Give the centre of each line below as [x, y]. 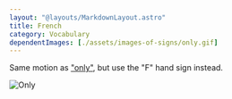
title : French [36, 26]
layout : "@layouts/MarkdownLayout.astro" [88, 17]
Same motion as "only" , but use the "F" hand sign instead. [116, 68]
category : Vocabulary [50, 34]
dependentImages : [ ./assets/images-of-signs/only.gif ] [114, 42]
